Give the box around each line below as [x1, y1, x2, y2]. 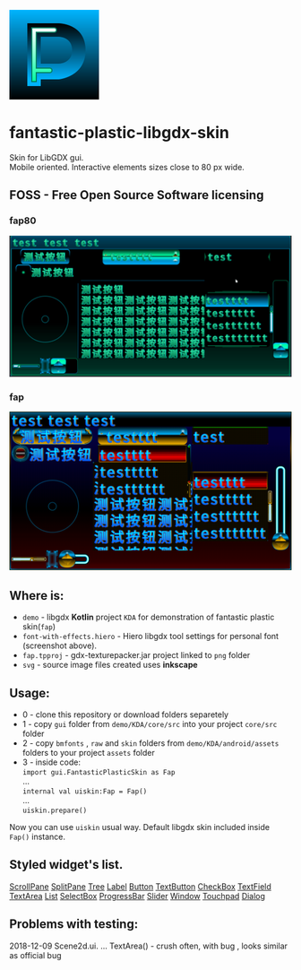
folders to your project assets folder [21, 748, 155, 758]
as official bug [9, 949, 62, 960]
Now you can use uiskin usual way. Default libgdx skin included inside [9, 822, 271, 833]
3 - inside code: [21, 757, 82, 767]
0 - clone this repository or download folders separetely [21, 709, 229, 720]
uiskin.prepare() [21, 806, 88, 816]
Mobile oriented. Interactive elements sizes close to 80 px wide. [9, 161, 245, 172]
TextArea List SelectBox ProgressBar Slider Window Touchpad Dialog [9, 890, 266, 901]
